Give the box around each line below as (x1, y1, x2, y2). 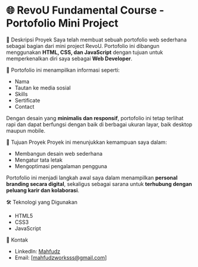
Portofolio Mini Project (6, 17, 119, 30)
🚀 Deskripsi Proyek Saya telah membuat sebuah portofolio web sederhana (6, 36, 187, 43)
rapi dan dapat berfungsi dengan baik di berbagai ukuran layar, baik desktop (6, 121, 193, 128)
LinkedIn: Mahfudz (14, 247, 61, 255)
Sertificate (14, 96, 40, 104)
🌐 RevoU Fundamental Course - (6, 4, 164, 17)
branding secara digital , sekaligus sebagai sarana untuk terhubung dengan (6, 180, 192, 187)
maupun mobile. (6, 127, 46, 134)
